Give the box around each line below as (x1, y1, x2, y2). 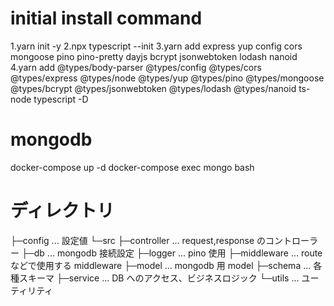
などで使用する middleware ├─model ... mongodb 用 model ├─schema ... (10, 259, 312, 271)
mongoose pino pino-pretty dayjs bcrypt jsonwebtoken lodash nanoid (10, 50, 298, 62)
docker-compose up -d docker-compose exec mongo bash (10, 161, 255, 173)
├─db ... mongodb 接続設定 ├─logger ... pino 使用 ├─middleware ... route (21, 247, 323, 259)
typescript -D (33, 93, 89, 105)
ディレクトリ (10, 200, 115, 222)
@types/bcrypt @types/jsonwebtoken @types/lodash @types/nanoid (10, 82, 297, 94)
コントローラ (265, 234, 319, 246)
